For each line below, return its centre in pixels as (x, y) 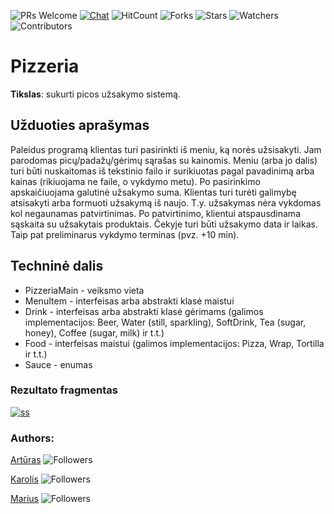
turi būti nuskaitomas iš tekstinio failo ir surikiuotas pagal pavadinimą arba (162, 171)
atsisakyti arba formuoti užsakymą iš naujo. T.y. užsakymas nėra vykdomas (166, 202)
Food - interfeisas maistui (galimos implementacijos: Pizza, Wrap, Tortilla (174, 343)
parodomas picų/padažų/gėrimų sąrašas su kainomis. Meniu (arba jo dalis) (164, 160)
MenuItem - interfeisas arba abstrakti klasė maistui (129, 301)
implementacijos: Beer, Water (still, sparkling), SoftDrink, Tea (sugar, (165, 322)
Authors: (32, 438)
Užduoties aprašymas (80, 125)
